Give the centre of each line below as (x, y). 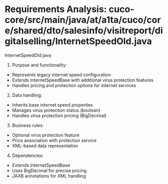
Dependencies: (28, 155)
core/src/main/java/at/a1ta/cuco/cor (83, 20)
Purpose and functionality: (39, 65)
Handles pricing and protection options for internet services (74, 85)
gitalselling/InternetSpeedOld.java (78, 41)
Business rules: (28, 125)
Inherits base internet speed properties (53, 105)
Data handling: (27, 95)
